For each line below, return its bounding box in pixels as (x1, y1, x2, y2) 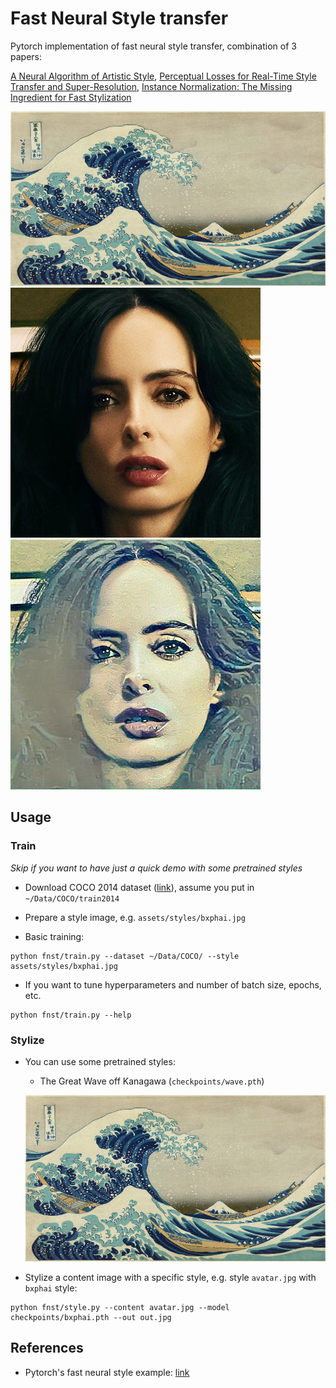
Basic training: (24, 930, 85, 942)
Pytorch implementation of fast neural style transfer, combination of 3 (10, 40, 297, 52)
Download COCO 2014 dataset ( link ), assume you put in (24, 881, 255, 893)
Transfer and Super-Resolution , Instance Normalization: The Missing (10, 80, 293, 92)
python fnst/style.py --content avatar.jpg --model (10, 1303, 230, 1313)
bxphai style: (24, 1282, 78, 1294)
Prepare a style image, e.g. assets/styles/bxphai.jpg (24, 911, 246, 923)
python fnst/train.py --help (10, 1010, 132, 1020)
